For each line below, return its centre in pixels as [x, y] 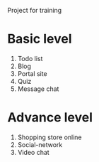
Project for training [35, 10]
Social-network [40, 144]
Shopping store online [50, 137]
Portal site [32, 73]
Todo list [30, 58]
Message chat [38, 89]
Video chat [33, 152]
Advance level [50, 118]
